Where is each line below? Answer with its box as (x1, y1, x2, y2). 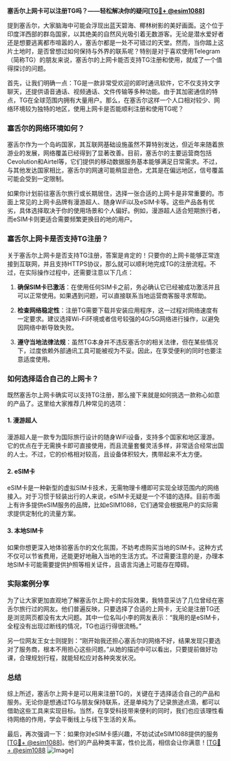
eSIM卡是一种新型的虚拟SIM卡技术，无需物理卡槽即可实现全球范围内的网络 (7, 484, 219, 492)
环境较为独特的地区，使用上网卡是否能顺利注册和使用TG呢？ (12, 104, 184, 113)
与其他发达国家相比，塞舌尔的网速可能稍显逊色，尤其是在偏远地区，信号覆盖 (7, 166, 224, 175)
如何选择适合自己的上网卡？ (7, 374, 99, 384)
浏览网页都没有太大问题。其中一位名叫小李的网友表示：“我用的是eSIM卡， (12, 613, 223, 621)
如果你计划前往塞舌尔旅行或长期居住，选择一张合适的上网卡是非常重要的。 (7, 189, 218, 198)
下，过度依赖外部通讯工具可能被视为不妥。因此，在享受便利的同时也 (16, 346, 210, 355)
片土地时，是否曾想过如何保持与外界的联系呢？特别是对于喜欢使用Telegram (7, 47, 221, 55)
